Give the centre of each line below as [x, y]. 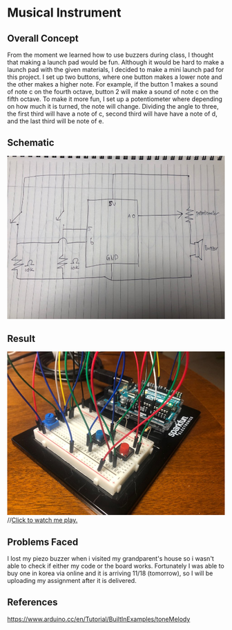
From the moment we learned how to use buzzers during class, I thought [110, 55]
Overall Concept [43, 38]
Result [21, 338]
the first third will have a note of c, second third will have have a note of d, [112, 114]
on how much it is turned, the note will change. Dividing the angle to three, [113, 106]
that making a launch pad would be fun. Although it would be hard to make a [116, 62]
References [32, 603]
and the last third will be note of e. [56, 121]
